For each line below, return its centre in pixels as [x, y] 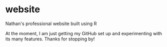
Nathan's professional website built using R [51, 24]
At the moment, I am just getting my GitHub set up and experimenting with [84, 33]
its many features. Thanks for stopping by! [50, 39]
